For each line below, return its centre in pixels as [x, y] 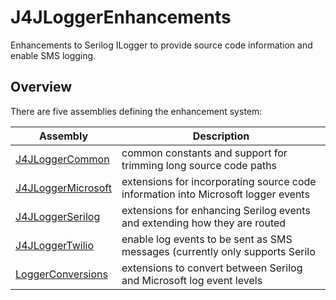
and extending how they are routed [204, 223]
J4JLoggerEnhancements [121, 17]
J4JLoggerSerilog [58, 216]
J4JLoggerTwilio [54, 245]
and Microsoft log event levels [192, 280]
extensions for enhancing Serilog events [216, 210]
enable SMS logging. [53, 55]
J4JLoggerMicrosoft [63, 188]
